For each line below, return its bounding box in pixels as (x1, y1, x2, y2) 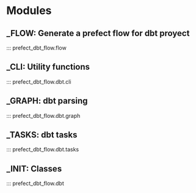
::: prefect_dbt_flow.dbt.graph (6, 112, 81, 119)
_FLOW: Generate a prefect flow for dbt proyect (6, 28, 190, 38)
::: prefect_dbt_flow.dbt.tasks (6, 146, 79, 153)
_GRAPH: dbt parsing (6, 96, 88, 106)
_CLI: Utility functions (6, 62, 90, 72)
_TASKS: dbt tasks (6, 129, 78, 140)
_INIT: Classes (6, 163, 62, 174)
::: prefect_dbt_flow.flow (6, 44, 67, 51)
